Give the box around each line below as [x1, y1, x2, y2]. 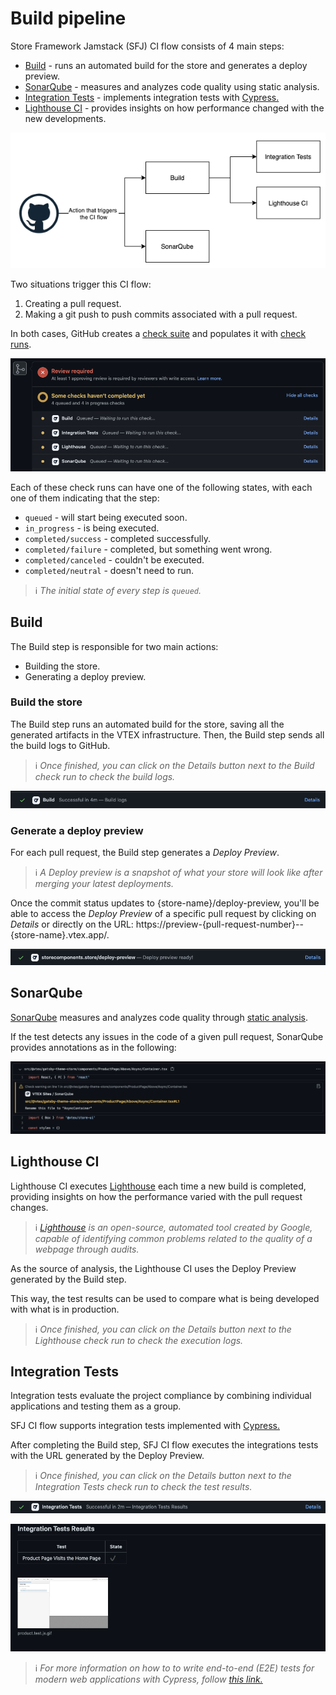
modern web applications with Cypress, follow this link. [34, 1673, 263, 1686]
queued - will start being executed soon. [24, 511, 188, 523]
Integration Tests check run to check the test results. [34, 1481, 253, 1493]
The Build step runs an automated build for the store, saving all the [10, 718, 285, 730]
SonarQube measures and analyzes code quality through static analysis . [10, 1011, 308, 1023]
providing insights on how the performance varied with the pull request [10, 1190, 303, 1202]
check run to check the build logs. [34, 770, 176, 782]
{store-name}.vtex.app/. [10, 929, 110, 941]
